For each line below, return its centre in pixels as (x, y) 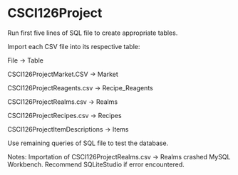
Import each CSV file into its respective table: (74, 46)
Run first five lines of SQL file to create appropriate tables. (93, 33)
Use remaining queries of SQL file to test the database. (88, 143)
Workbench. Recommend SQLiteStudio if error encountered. (96, 164)
